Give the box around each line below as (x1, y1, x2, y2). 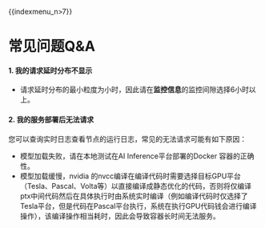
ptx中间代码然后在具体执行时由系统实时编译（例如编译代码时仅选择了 (19, 191, 248, 201)
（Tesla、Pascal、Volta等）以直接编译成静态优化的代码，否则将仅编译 (19, 181, 252, 190)
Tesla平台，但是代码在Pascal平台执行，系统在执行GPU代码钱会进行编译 (19, 201, 257, 210)
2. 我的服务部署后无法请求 (8, 114, 94, 124)
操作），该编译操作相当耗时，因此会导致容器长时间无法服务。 (19, 211, 220, 221)
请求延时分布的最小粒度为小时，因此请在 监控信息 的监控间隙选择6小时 (19, 85, 250, 94)
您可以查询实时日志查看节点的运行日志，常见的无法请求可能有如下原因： (8, 134, 247, 143)
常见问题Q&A (8, 38, 96, 55)
